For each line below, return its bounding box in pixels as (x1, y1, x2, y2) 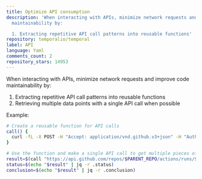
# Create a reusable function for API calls (6, 123, 120, 129)
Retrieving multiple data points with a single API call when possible (14, 100, 180, 107)
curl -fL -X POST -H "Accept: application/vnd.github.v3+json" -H (11, 134, 182, 140)
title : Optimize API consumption (6, 8, 90, 15)
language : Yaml (6, 47, 44, 54)
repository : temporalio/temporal (6, 37, 90, 43)
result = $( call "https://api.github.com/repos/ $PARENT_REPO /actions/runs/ (6, 156, 195, 162)
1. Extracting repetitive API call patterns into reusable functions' (11, 31, 192, 37)
